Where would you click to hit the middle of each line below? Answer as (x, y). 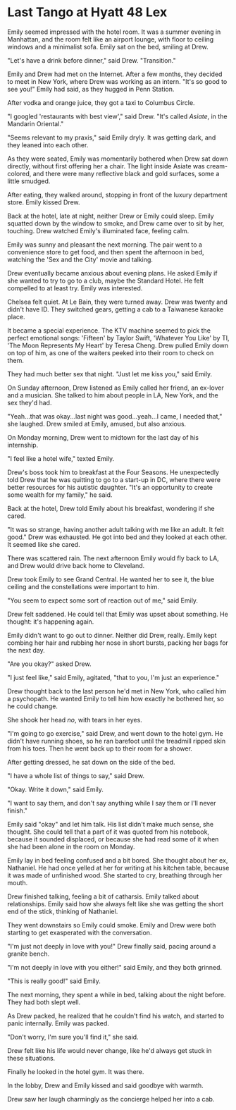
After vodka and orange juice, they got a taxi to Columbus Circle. (101, 102)
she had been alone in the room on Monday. (71, 846)
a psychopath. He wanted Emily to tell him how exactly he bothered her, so (116, 698)
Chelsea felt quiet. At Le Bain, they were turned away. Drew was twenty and (117, 302)
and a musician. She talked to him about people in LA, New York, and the (113, 395)
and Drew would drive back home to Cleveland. (76, 565)
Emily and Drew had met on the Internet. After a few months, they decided (115, 74)
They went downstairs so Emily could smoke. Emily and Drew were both (112, 925)
